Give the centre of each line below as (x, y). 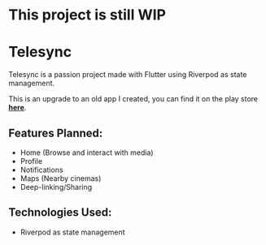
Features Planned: (56, 133)
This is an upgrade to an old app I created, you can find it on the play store (133, 99)
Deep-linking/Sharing (56, 187)
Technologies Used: (60, 213)
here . (17, 108)
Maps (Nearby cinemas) (61, 178)
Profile (31, 161)
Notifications (41, 170)
